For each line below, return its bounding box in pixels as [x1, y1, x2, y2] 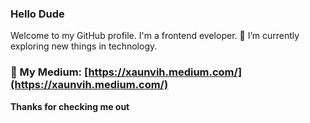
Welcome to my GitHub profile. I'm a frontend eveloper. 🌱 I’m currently [10, 30, 300, 42]
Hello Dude [10, 7, 65, 21]
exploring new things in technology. [10, 40, 158, 52]
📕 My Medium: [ [10, 65, 89, 79]
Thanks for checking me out [10, 100, 130, 112]
